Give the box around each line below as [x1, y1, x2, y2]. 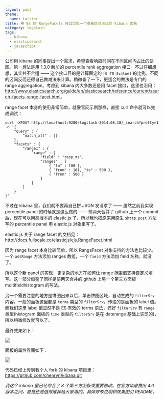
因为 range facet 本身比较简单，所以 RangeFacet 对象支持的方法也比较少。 [5, 247, 156, 253]
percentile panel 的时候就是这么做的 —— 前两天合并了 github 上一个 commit [5, 208, 159, 214]
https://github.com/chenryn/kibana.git [5, 372, 82, 378]
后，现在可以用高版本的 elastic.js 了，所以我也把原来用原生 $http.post [5, 215, 147, 221]
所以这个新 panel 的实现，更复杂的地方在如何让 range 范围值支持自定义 [5, 270, 149, 276]
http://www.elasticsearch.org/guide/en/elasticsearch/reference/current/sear [5, 88, 159, 94]
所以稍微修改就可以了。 [5, 317, 52, 323]
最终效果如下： [5, 327, 35, 333]
